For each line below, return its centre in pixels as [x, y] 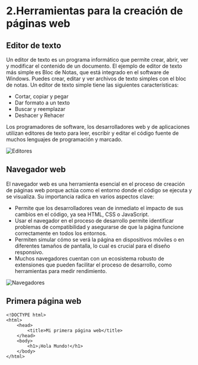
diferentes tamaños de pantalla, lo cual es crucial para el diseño [92, 246]
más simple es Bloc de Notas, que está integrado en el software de [88, 72]
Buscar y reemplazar [40, 109]
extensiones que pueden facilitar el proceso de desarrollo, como [93, 265]
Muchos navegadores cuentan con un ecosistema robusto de [89, 258]
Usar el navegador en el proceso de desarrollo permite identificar [94, 220]
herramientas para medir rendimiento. [61, 271]
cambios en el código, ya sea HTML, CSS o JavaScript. [82, 214]
